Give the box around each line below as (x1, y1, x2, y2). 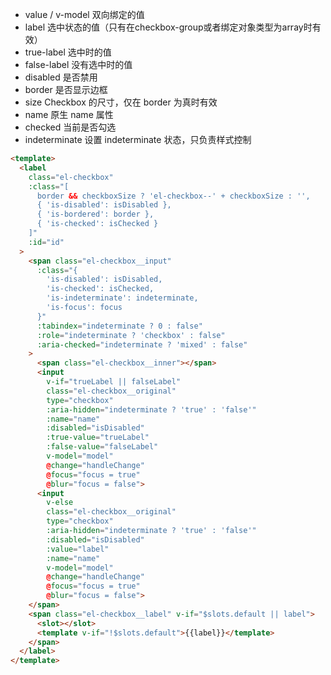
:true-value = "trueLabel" (46, 433, 150, 443)
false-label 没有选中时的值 (24, 59, 133, 70)
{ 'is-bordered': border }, (36, 209, 155, 220)
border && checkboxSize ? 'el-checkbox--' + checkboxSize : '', (36, 191, 311, 201)
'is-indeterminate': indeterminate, (46, 293, 199, 303)
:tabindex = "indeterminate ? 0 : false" (36, 321, 203, 331)
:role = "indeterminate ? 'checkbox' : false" (36, 330, 226, 340)
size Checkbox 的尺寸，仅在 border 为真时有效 (24, 96, 218, 108)
